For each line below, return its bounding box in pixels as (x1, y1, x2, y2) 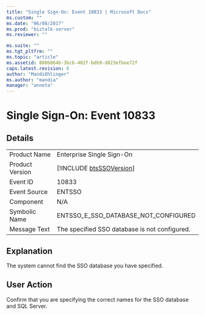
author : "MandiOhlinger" (6, 71, 70, 77)
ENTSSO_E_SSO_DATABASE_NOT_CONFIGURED (57, 211, 196, 220)
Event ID (9, 178, 34, 186)
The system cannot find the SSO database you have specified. (6, 262, 164, 269)
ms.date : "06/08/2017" (6, 20, 64, 26)
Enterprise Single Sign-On (57, 150, 133, 159)
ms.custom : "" (6, 15, 43, 21)
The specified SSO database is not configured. (57, 225, 191, 234)
